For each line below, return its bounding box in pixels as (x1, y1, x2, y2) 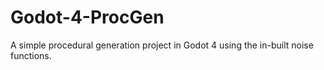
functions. (10, 49, 52, 61)
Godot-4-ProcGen (10, 6, 165, 29)
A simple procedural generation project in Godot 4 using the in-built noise (10, 39, 314, 51)
